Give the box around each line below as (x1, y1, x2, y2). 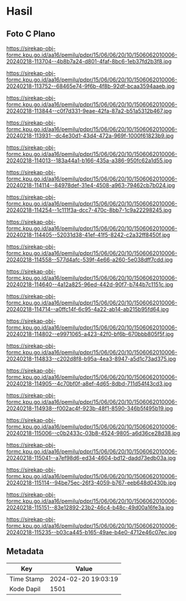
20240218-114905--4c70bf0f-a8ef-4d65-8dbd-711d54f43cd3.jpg (6, 380, 172, 387)
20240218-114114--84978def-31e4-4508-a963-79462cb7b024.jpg (6, 182, 176, 189)
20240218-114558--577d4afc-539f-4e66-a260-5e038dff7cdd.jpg (6, 256, 173, 263)
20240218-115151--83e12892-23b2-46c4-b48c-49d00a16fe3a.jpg (6, 504, 174, 511)
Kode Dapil (9, 585, 41, 593)
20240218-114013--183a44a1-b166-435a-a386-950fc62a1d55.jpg (6, 157, 173, 164)
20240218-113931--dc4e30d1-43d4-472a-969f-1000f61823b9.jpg (6, 132, 174, 139)
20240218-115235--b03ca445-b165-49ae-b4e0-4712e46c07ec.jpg (6, 529, 177, 536)
